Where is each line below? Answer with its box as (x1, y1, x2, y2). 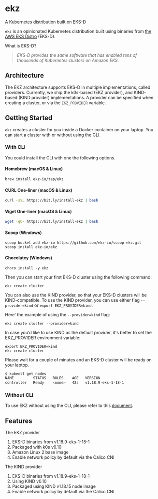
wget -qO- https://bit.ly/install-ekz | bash (5, 219, 98, 224)
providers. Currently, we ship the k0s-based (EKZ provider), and (5, 89, 133, 95)
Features (5, 417, 32, 425)
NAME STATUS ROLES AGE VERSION (5, 376, 101, 381)
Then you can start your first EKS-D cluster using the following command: (5, 274, 152, 280)
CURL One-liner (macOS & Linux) (5, 187, 72, 193)
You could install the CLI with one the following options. (5, 155, 115, 160)
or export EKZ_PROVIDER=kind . (34, 302, 93, 308)
